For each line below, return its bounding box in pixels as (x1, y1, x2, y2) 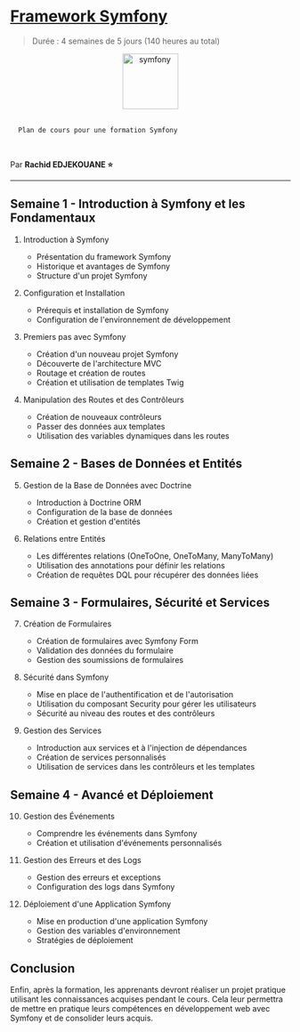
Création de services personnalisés (36, 752, 166, 762)
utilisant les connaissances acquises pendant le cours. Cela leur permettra (10, 994, 284, 1004)
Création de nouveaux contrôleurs (36, 411, 162, 422)
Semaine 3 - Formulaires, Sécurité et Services (10, 594, 271, 610)
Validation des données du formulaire (36, 645, 174, 656)
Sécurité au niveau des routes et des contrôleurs (36, 708, 215, 719)
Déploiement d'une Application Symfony (22, 899, 172, 909)
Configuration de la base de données (36, 506, 173, 517)
